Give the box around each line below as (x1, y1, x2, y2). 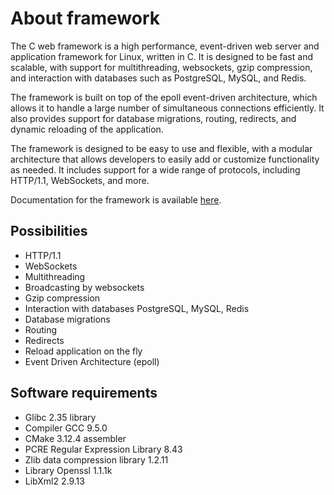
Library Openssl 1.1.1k (24, 464, 113, 476)
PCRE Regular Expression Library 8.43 (24, 443, 183, 455)
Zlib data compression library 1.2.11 (24, 453, 169, 466)
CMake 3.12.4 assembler (24, 432, 127, 444)
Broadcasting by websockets (24, 281, 145, 293)
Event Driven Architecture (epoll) (24, 355, 160, 367)
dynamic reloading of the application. (10, 123, 164, 135)
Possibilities (10, 223, 88, 240)
